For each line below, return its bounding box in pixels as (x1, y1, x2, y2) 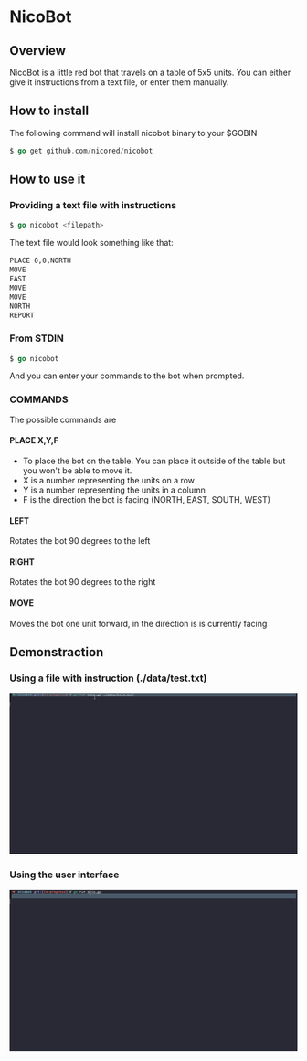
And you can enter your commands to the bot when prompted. (9, 370, 245, 381)
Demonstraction (9, 644, 104, 660)
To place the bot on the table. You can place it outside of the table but (22, 455, 286, 466)
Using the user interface (9, 868, 120, 881)
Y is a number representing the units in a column (22, 484, 206, 495)
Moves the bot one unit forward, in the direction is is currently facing (9, 618, 268, 629)
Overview (9, 43, 67, 58)
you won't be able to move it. (22, 464, 132, 476)
